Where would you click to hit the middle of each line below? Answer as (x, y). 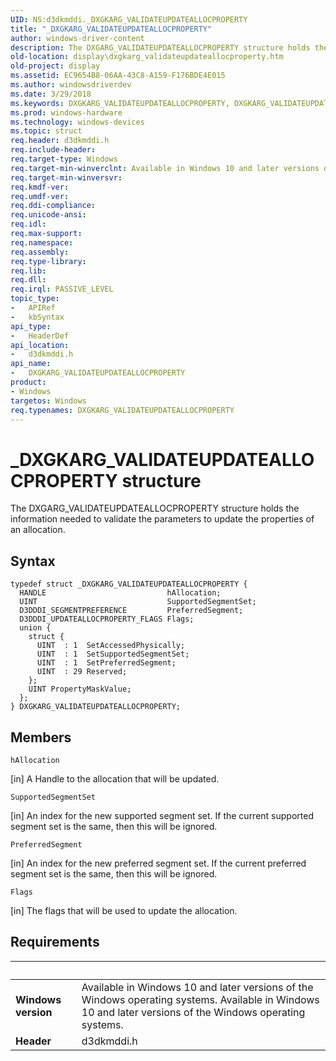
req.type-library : (48, 261)
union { (35, 628)
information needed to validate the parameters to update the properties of (162, 519)
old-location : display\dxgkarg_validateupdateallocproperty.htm (147, 57)
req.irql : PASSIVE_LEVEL (62, 289)
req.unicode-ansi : (48, 215)
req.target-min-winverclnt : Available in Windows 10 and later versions (165, 168)
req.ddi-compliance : (53, 206)
